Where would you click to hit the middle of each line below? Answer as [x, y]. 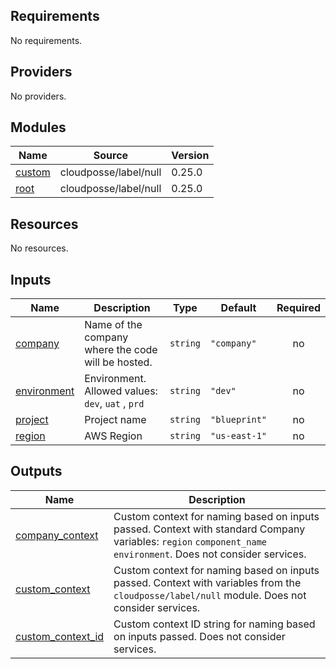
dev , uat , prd [114, 404]
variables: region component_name [190, 541]
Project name [115, 420]
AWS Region [113, 436]
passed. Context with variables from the [207, 582]
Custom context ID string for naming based [214, 624]
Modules [38, 127]
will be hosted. [118, 362]
